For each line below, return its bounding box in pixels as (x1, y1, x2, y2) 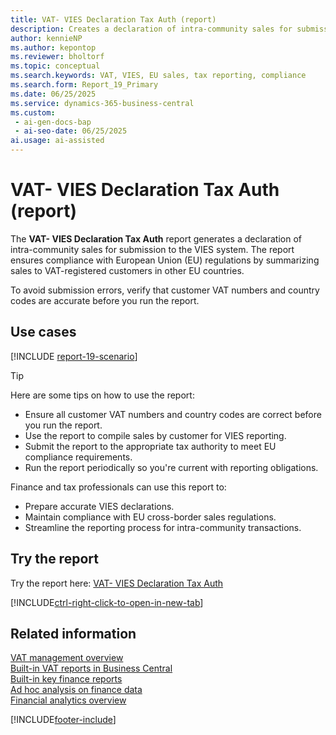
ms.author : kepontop (10, 42, 97, 53)
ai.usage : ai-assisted (10, 136, 105, 146)
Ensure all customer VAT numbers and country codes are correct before (24, 408, 322, 420)
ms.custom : (10, 107, 56, 118)
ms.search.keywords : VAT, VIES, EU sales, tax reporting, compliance (10, 71, 307, 81)
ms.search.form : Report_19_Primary (10, 80, 159, 90)
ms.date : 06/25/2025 (10, 89, 97, 99)
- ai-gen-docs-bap (14, 117, 92, 127)
